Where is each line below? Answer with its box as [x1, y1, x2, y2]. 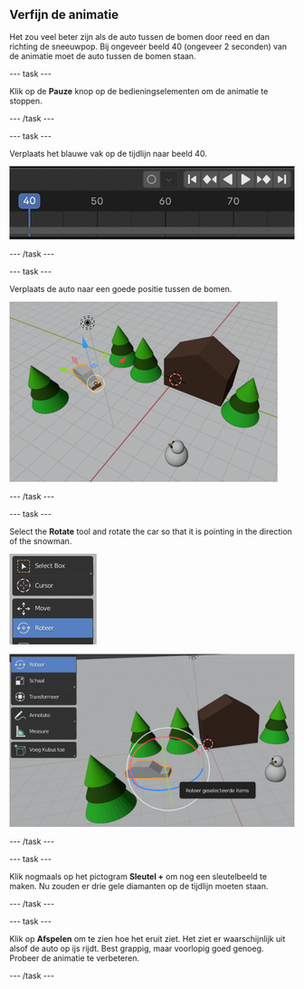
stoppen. [9, 95, 43, 106]
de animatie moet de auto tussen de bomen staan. [9, 50, 196, 62]
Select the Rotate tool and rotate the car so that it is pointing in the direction [9, 526, 292, 537]
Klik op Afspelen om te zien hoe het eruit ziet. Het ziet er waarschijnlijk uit [9, 934, 286, 945]
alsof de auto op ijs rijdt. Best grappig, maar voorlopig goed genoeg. [9, 943, 264, 955]
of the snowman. [9, 536, 72, 547]
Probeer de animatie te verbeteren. [9, 953, 140, 964]
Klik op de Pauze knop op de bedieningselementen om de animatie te [9, 85, 269, 96]
